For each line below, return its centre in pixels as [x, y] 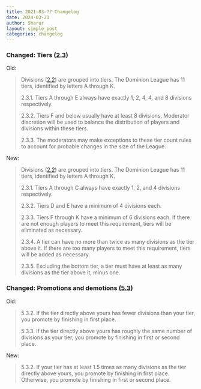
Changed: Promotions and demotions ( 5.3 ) [70, 288]
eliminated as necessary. [52, 230]
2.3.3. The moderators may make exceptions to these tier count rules [106, 140]
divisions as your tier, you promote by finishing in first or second [100, 337]
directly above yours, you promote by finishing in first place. [95, 373]
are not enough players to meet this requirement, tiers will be [96, 224]
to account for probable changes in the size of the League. [93, 146]
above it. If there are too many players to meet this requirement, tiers [106, 248]
